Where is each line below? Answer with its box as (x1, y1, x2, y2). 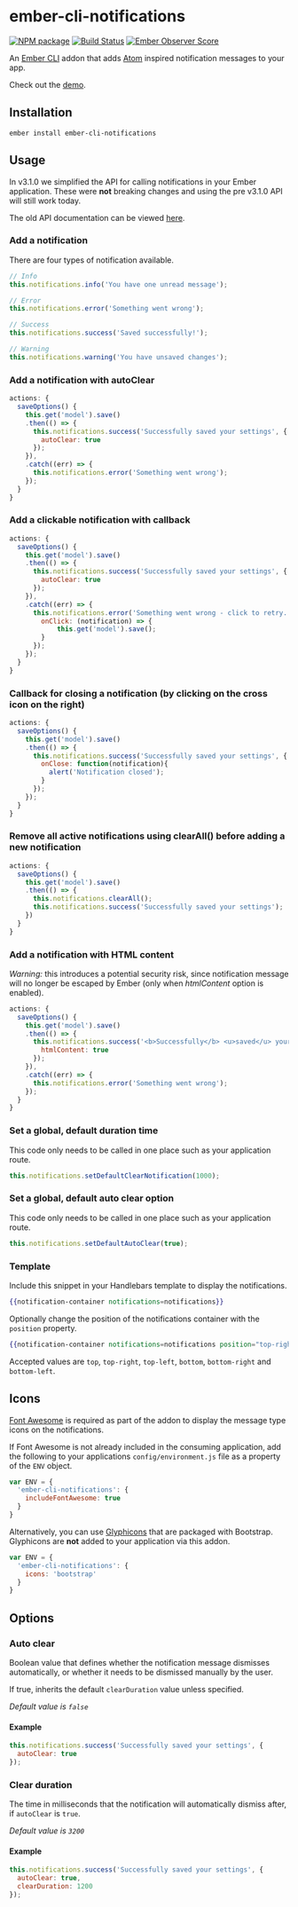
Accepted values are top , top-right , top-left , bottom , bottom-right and (9, 1356, 271, 1367)
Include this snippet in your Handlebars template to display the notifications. (9, 1280, 287, 1290)
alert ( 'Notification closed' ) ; (48, 768, 165, 777)
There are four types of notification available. (9, 255, 175, 265)
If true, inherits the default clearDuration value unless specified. (9, 1683, 244, 1694)
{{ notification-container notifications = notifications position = (9, 1340, 255, 1349)
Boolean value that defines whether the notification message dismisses (9, 1657, 271, 1667)
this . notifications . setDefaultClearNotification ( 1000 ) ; (9, 1171, 220, 1180)
